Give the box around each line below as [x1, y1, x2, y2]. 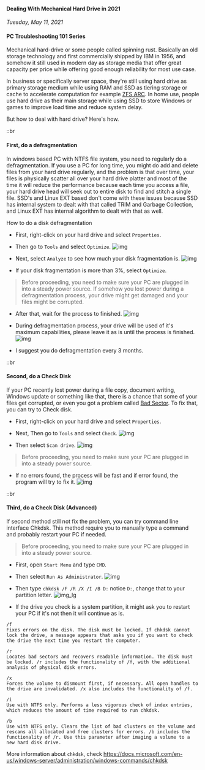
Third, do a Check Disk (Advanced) [6, 504, 97, 511]
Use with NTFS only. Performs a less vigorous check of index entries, [6, 702, 193, 708]
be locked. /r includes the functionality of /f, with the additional [6, 659, 190, 665]
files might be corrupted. [21, 298, 84, 305]
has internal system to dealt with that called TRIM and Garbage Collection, [6, 200, 194, 208]
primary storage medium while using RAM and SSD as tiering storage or [6, 84, 188, 91]
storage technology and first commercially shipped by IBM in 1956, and [6, 53, 185, 60]
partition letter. [15, 592, 53, 599]
